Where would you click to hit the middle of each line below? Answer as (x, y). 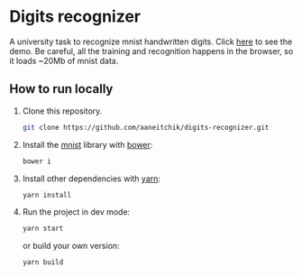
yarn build (43, 262)
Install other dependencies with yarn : (91, 179)
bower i (37, 161)
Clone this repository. (62, 111)
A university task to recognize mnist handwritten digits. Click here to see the (151, 41)
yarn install (47, 195)
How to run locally (61, 89)
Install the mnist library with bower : (87, 144)
